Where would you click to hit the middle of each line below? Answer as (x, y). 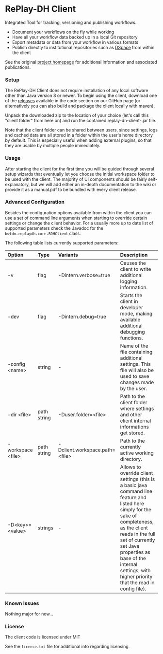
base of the (133, 558)
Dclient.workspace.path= (87, 450)
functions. (131, 338)
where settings (137, 409)
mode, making (136, 314)
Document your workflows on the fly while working (63, 32)
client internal (136, 421)
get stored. (132, 433)
